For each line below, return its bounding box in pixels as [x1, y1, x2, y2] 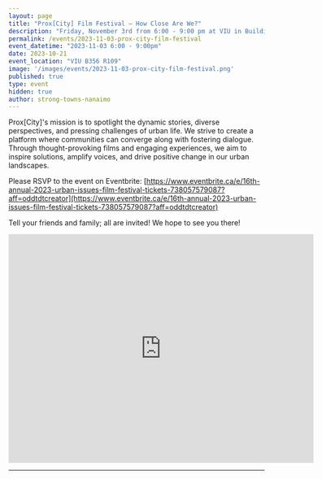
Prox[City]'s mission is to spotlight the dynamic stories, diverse [8, 117, 220, 127]
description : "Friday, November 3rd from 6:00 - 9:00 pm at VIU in [8, 27, 242, 35]
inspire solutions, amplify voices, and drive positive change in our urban [8, 152, 250, 162]
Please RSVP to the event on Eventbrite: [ [8, 176, 147, 186]
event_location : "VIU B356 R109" [8, 58, 122, 66]
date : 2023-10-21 [8, 50, 67, 58]
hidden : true [8, 87, 53, 96]
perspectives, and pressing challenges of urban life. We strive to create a [8, 126, 254, 136]
